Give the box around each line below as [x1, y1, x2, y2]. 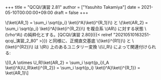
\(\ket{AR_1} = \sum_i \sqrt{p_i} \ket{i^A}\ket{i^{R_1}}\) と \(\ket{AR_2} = [5, 20, 148, 25]
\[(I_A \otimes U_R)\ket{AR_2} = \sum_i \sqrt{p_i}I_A [5, 60, 109, 65]
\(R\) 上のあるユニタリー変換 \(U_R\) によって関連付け [40, 44, 148, 49]
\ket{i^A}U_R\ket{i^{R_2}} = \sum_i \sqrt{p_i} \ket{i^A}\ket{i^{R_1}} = [5, 65, 140, 70]
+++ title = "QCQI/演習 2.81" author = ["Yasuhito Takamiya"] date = [5, 4, 140, 10]
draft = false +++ [54, 10, 89, 16]
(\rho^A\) [5, 32, 23, 37]
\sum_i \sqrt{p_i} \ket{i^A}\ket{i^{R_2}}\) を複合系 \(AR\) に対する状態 [5, 26, 144, 32]
